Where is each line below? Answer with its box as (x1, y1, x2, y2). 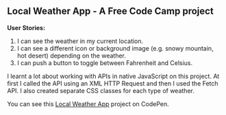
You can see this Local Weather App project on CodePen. (7, 99, 169, 108)
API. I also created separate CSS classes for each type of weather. (7, 86, 195, 94)
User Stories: (7, 23, 46, 31)
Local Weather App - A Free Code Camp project (7, 5, 214, 17)
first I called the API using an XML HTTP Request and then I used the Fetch (7, 79, 218, 88)
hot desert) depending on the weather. (16, 51, 127, 60)
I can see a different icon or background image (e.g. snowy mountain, (16, 44, 214, 52)
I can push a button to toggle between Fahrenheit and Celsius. (16, 58, 193, 67)
